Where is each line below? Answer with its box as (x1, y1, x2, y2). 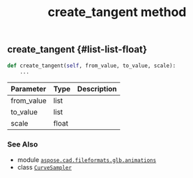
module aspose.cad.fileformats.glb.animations (17, 155, 157, 164)
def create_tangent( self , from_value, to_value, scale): (7, 62, 176, 69)
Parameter (10, 84, 47, 94)
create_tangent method (47, 4, 187, 20)
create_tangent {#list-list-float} (7, 43, 148, 56)
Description (77, 84, 117, 94)
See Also (7, 140, 38, 149)
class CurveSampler (17, 163, 72, 171)
